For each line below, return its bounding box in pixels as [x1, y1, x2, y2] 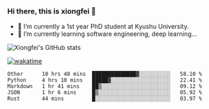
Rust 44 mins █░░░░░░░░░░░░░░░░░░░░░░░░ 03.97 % [7, 95, 202, 103]
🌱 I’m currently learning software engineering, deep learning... [17, 30, 198, 38]
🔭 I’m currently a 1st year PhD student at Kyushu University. [17, 23, 189, 31]
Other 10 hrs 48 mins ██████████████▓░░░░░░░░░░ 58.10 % [7, 70, 202, 78]
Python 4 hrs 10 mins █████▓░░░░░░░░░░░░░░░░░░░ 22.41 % [7, 77, 202, 84]
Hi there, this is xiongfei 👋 [7, 6, 96, 16]
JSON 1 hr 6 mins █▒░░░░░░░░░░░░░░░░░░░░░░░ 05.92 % [7, 89, 202, 96]
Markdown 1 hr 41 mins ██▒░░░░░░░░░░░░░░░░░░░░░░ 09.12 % [7, 83, 202, 90]
